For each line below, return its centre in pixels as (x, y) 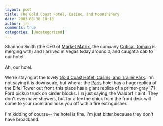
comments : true (21, 28)
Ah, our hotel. (19, 67)
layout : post (18, 10)
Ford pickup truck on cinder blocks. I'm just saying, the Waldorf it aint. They (82, 93)
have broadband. (22, 119)
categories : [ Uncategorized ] (35, 32)
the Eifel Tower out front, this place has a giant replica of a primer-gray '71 (80, 88)
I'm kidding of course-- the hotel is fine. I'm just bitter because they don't (79, 114)
